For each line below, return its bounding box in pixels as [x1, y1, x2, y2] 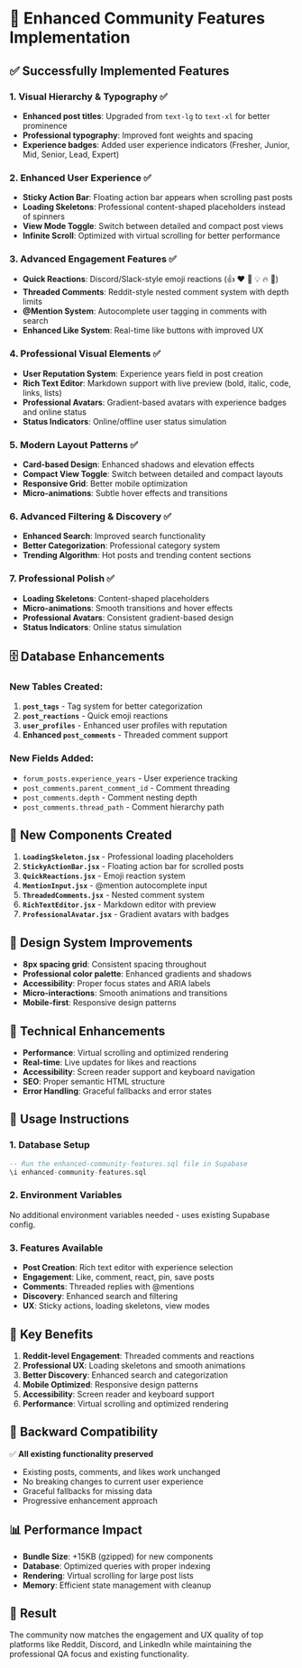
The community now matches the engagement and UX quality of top [9, 1629, 264, 1640]
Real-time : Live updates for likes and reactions [22, 1057, 197, 1068]
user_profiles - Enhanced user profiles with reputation [22, 720, 228, 731]
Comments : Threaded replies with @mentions [22, 1281, 195, 1292]
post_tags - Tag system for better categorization [22, 701, 203, 711]
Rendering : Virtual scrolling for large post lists [22, 1570, 194, 1581]
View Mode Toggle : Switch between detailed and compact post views [22, 221, 284, 232]
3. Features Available [9, 1242, 104, 1254]
